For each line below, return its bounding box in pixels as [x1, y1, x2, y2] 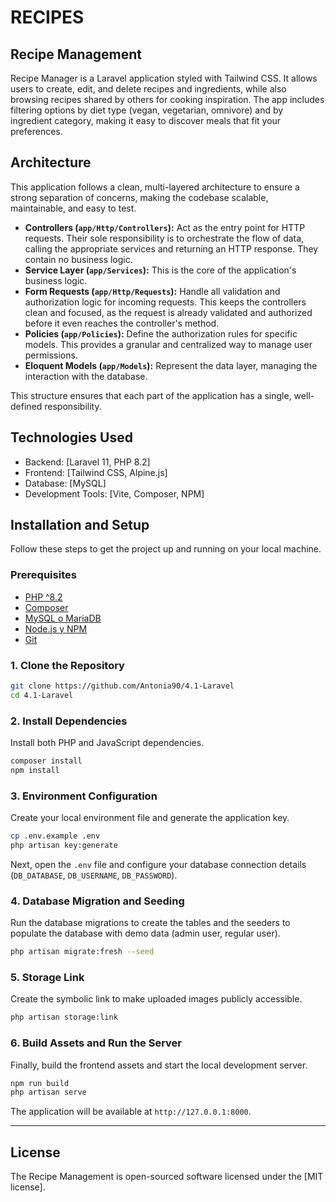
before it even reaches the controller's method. [24, 317, 220, 329]
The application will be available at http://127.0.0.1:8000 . [10, 1106, 252, 1118]
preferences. [10, 126, 63, 137]
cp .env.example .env [10, 831, 101, 841]
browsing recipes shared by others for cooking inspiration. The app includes [10, 94, 325, 105]
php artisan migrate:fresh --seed [10, 947, 155, 957]
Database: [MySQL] [24, 477, 107, 489]
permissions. [24, 349, 78, 361]
